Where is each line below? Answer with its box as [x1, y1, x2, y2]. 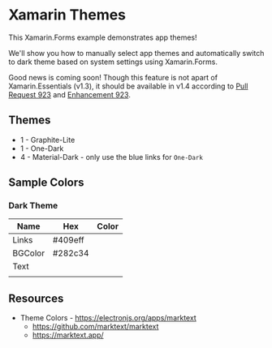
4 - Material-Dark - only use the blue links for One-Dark [19, 152, 203, 161]
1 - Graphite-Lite [19, 135, 76, 144]
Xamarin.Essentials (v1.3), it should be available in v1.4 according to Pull [8, 81, 248, 91]
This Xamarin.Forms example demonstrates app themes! [8, 32, 197, 42]
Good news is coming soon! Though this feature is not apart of [8, 72, 218, 82]
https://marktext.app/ [32, 330, 104, 340]
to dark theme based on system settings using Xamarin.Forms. [8, 57, 218, 67]
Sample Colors [8, 176, 84, 190]
